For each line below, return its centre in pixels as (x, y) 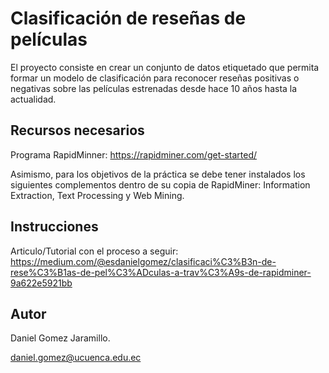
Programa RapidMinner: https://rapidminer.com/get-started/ (133, 154)
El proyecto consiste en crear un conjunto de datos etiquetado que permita (165, 67)
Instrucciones (54, 227)
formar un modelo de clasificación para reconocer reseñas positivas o (155, 78)
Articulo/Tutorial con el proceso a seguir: (94, 251)
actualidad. (33, 99)
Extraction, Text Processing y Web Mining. (97, 195)
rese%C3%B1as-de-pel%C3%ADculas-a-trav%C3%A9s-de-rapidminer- (161, 272)
